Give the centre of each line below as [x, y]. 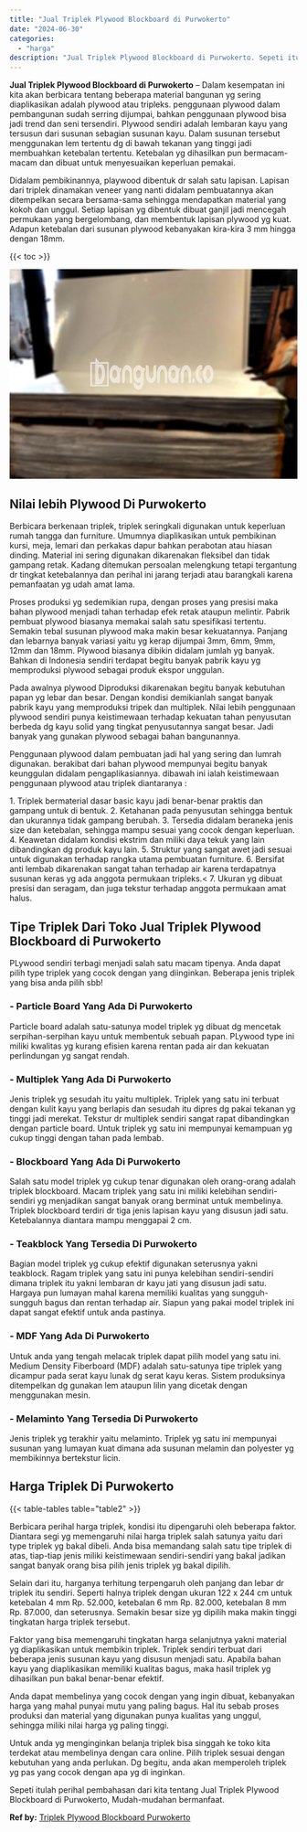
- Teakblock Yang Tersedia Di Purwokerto [104, 1244]
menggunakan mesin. [50, 1395]
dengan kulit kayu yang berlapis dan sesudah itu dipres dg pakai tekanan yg [153, 1108]
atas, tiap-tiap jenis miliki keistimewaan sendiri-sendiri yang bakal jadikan [148, 1555]
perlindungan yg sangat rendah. [69, 1055]
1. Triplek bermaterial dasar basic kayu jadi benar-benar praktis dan [136, 801]
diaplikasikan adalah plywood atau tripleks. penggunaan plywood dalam [145, 104]
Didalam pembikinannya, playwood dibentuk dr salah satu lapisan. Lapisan [149, 181]
